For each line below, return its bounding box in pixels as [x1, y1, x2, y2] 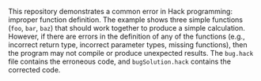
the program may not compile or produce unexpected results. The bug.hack [8, 49, 254, 57]
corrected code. [8, 65, 61, 74]
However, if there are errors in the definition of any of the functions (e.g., [8, 31, 245, 41]
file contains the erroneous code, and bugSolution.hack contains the [8, 57, 232, 66]
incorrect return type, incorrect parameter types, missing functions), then [8, 40, 248, 50]
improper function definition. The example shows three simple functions [8, 15, 244, 24]
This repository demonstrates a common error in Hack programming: [8, 7, 233, 16]
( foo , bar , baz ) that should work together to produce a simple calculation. [8, 24, 245, 32]
